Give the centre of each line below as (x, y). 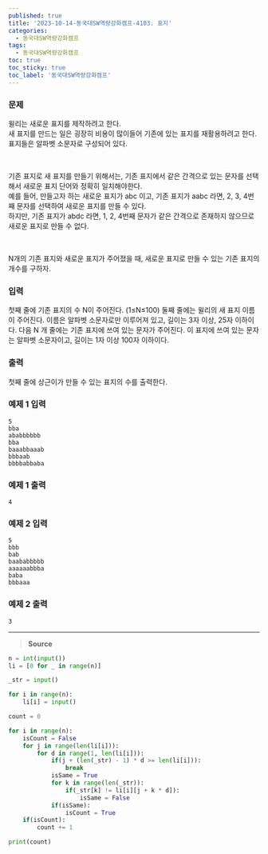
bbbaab (19, 457)
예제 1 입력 (27, 405)
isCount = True (90, 812)
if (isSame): (71, 805)
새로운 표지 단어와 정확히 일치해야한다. (83, 186)
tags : (17, 46)
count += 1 (55, 828)
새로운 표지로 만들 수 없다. (49, 225)
